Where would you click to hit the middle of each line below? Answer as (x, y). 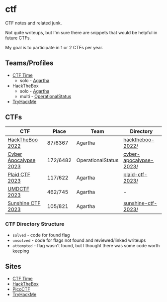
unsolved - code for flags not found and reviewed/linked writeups (79, 240)
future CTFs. (18, 38)
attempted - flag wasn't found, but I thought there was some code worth (86, 245)
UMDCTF (19, 189)
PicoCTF (21, 289)
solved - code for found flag (41, 235)
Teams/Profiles (29, 63)
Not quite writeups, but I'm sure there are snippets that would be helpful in (81, 32)
